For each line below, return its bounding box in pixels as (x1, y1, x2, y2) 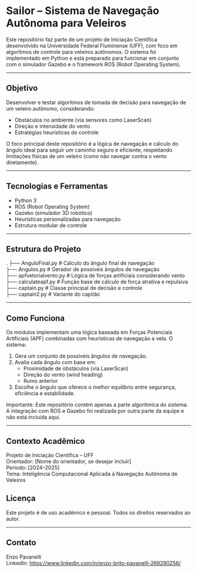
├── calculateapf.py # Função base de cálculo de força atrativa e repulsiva (6, 278, 188, 285)
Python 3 (14, 197, 37, 204)
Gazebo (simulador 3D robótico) (14, 209, 93, 216)
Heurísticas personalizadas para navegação (14, 215, 121, 222)
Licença (6, 494, 36, 504)
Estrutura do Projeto (6, 244, 81, 254)
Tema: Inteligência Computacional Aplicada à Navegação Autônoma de (6, 470, 178, 477)
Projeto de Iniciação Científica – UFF (6, 452, 94, 458)
